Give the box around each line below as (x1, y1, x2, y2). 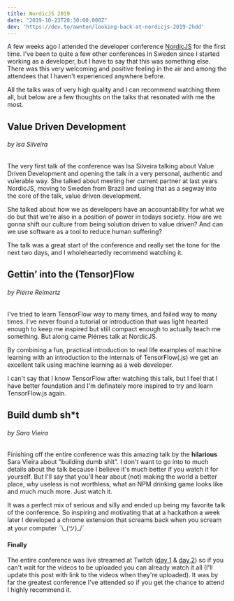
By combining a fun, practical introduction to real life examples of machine (7, 345, 221, 354)
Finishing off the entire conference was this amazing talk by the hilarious (7, 450, 218, 458)
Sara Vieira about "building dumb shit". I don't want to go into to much (7, 458, 209, 466)
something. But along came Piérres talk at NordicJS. (7, 332, 158, 340)
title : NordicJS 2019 (7, 10, 71, 17)
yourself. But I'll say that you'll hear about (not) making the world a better (7, 472, 218, 481)
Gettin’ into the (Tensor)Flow (7, 268, 135, 280)
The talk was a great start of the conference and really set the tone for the (7, 240, 221, 249)
